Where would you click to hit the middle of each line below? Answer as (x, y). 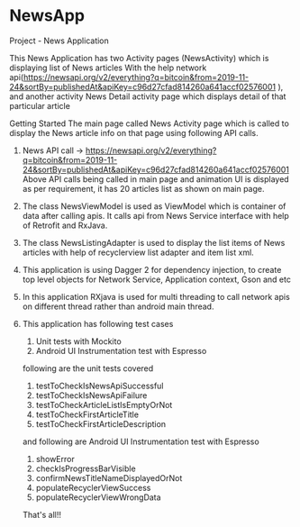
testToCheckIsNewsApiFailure (91, 395)
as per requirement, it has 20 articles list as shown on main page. (143, 188)
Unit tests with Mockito (78, 341)
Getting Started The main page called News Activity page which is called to (150, 123)
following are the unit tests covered (88, 368)
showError (55, 459)
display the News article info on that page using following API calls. (134, 132)
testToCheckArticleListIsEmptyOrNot (104, 404)
